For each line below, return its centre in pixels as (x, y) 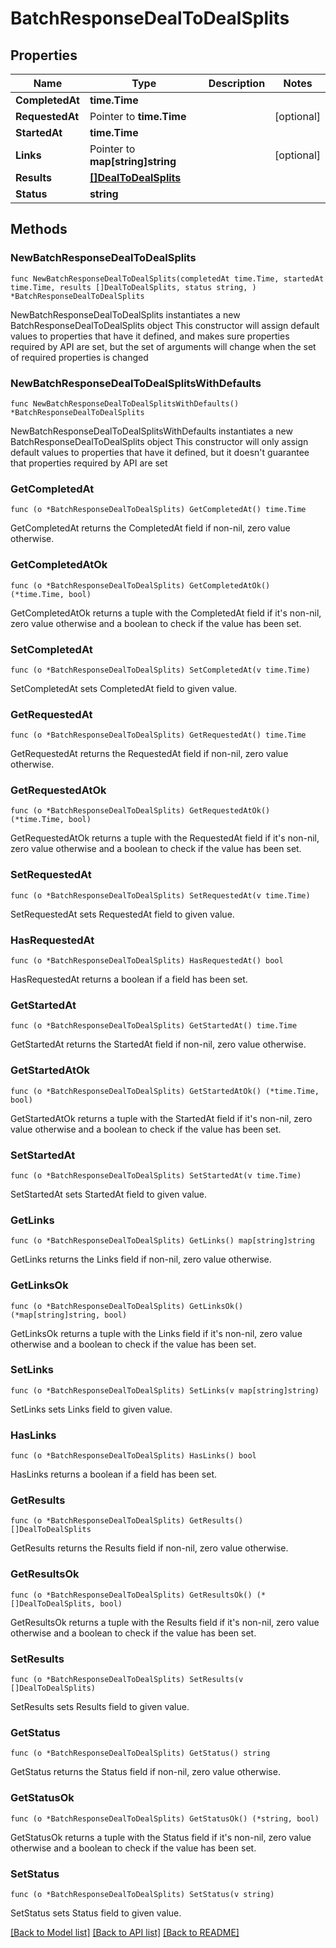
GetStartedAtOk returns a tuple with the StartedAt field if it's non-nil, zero (161, 1118)
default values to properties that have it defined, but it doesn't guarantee (160, 452)
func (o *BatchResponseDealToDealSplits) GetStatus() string (140, 1753)
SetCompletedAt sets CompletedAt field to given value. (124, 688)
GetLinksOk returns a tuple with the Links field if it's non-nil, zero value (156, 1333)
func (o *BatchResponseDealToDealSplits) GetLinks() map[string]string (162, 1241)
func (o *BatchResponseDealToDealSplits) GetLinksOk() (127, 1306)
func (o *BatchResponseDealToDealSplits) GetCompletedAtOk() (140, 585)
